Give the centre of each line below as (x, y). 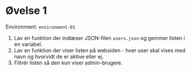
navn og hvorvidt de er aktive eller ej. (58, 56)
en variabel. (28, 44)
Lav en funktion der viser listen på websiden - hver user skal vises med (100, 50)
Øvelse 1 (26, 11)
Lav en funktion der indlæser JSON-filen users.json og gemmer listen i (99, 38)
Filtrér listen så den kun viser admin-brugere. (68, 63)
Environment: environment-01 (40, 27)
